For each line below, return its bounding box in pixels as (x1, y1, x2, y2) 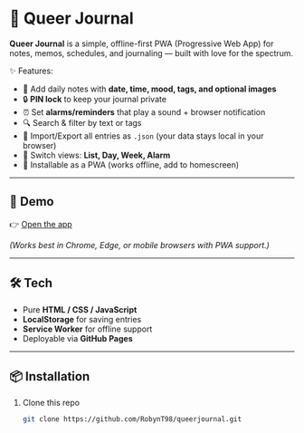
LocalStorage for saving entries (22, 313, 142, 324)
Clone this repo (22, 398, 80, 409)
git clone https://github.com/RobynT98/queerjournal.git (22, 415, 242, 424)
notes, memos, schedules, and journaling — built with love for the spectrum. (9, 47, 294, 58)
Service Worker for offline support (22, 323, 153, 334)
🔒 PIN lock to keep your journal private (22, 93, 167, 104)
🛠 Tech (9, 275, 52, 291)
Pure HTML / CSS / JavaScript (22, 303, 138, 315)
